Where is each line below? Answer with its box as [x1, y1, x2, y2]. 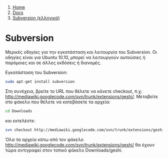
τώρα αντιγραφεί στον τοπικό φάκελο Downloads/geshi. [5, 147, 123, 153]
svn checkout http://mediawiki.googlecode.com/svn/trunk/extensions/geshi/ [5, 127, 166, 132]
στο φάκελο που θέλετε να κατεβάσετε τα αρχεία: [5, 99, 111, 105]
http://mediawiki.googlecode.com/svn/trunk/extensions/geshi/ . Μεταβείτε [5, 93, 158, 99]
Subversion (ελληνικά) [12, 15, 60, 21]
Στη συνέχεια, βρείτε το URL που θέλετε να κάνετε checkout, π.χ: [5, 88, 142, 94]
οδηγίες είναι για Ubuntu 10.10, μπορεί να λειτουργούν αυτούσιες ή [5, 54, 146, 60]
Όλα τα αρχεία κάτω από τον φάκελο [5, 136, 84, 142]
